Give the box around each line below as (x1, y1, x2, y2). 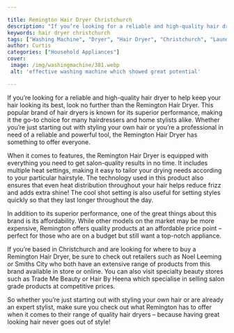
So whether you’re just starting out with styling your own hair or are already (7, 295, 224, 304)
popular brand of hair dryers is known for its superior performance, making (7, 108, 223, 116)
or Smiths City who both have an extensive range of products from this (7, 259, 211, 268)
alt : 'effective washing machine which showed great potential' (10, 68, 201, 75)
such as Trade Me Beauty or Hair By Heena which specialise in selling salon (7, 274, 225, 283)
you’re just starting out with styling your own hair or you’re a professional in (7, 123, 224, 131)
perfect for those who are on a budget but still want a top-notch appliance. (7, 231, 221, 240)
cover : (7, 55, 26, 63)
